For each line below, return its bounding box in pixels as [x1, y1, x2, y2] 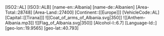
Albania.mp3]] [5, 20, 34, 26]
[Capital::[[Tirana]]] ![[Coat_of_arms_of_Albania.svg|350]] [5, 15, 123, 20]
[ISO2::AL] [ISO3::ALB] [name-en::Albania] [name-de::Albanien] [5, 4, 135, 10]
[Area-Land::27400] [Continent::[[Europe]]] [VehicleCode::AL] [33, 9, 160, 15]
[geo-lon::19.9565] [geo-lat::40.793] [5, 25, 79, 31]
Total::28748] [5, 9, 33, 15]
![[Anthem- [123, 15, 146, 20]
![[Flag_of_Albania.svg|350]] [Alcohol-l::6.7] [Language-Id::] [35, 20, 157, 26]
